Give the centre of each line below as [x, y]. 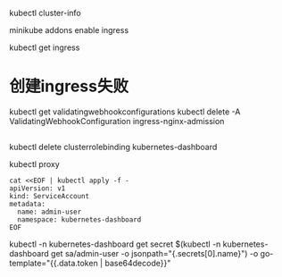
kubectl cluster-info [46, 13]
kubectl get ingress [45, 47]
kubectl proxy [34, 164]
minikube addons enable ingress [69, 30]
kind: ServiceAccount [50, 197]
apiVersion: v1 [37, 189]
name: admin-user [50, 212]
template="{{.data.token [54, 264]
